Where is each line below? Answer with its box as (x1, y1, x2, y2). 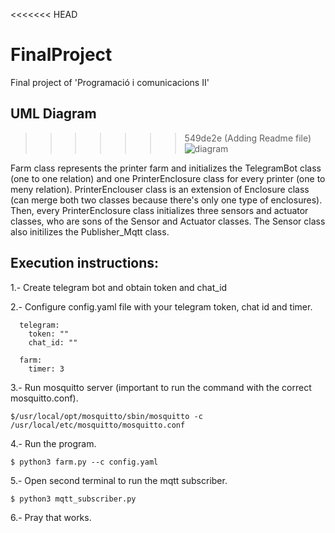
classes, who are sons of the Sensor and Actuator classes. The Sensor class (10, 215, 326, 227)
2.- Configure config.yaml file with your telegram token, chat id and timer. (10, 300, 313, 313)
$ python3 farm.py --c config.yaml (10, 457, 159, 467)
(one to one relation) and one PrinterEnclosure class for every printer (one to (10, 172, 326, 184)
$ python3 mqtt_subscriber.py (10, 494, 137, 504)
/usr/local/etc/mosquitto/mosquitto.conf (10, 420, 186, 430)
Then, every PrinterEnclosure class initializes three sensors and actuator (10, 204, 309, 216)
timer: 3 (28, 364, 65, 374)
